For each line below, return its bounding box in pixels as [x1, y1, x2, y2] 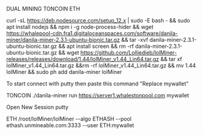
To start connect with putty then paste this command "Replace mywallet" [6, 80, 189, 87]
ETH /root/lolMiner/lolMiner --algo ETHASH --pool [6, 115, 132, 122]
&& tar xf [160, 56, 182, 62]
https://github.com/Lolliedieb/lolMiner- [80, 49, 177, 56]
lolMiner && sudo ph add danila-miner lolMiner [6, 68, 122, 75]
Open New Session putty [6, 104, 68, 111]
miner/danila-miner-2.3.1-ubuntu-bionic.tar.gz [6, 36, 120, 43]
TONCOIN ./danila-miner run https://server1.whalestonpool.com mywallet [6, 92, 190, 99]
